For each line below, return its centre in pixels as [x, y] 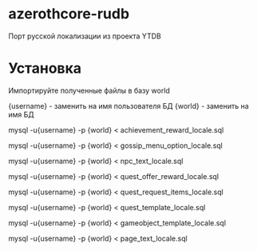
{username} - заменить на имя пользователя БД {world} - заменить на [128, 106]
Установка [45, 68]
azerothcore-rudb [69, 14]
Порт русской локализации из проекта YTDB [85, 36]
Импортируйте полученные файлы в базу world [89, 90]
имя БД [21, 114]
